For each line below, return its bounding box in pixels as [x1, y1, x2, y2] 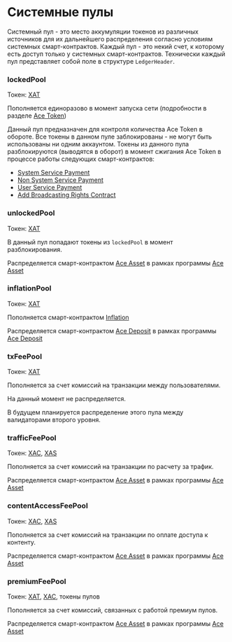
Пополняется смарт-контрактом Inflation [7, 313, 129, 321]
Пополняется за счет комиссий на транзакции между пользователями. [7, 381, 221, 389]
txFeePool [7, 351, 43, 361]
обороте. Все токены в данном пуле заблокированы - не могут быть [7, 132, 212, 141]
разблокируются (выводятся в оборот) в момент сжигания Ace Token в [7, 148, 222, 156]
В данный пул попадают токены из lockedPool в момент [7, 237, 173, 246]
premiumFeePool [7, 576, 66, 586]
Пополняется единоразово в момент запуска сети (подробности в [7, 104, 208, 113]
